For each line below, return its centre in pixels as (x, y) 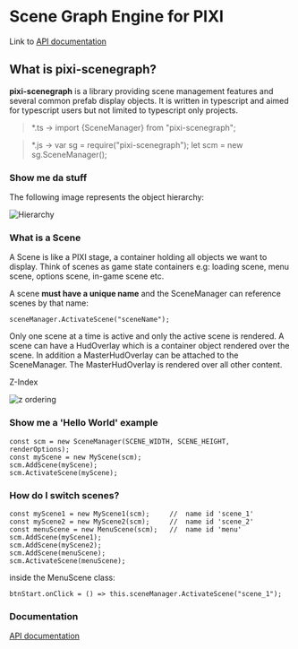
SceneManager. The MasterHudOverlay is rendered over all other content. (146, 365)
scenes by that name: (49, 303)
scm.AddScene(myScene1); (55, 537)
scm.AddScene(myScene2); (55, 545)
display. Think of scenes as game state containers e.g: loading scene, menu (149, 267)
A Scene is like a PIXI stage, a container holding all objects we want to (138, 257)
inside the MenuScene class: (63, 577)
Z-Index (24, 382)
